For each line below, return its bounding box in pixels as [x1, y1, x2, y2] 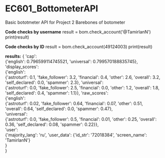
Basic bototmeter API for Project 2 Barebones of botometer [5, 19, 125, 25]
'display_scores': [5, 64, 39, 70]
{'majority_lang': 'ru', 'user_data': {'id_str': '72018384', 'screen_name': [5, 132, 147, 138]
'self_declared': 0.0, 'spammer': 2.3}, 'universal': [5, 79, 104, 85]
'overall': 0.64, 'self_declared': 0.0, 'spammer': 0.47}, [5, 106, 113, 112]
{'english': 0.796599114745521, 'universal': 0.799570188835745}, [5, 58, 138, 64]
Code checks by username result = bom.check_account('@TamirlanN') [5, 29, 151, 35]
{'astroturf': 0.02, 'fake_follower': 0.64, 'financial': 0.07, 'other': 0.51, [5, 100, 143, 106]
